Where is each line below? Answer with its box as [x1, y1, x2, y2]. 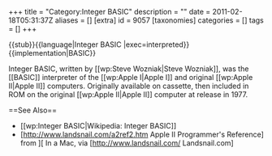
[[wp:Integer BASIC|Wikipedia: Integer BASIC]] [19, 121, 177, 130]
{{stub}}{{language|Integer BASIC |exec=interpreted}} [8, 40, 190, 49]
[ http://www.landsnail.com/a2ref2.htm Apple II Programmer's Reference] [19, 129, 264, 139]
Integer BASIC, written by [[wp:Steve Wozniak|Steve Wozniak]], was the [8, 64, 249, 74]
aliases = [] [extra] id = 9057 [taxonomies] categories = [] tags [54, 15, 264, 25]
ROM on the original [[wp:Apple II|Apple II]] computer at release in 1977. [8, 90, 248, 99]
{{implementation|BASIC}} [8, 48, 96, 57]
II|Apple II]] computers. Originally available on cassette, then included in [8, 81, 249, 91]
